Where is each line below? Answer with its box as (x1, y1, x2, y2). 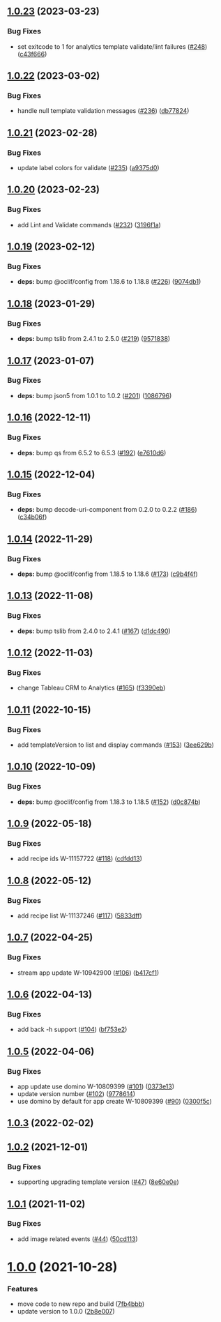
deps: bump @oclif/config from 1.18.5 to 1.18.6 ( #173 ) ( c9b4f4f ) (17, 570, 199, 578)
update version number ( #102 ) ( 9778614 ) (17, 1090, 136, 1098)
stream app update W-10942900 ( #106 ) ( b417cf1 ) (17, 968, 160, 977)
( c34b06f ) (17, 512, 47, 522)
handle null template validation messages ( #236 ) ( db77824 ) (17, 107, 190, 115)
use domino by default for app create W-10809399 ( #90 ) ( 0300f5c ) (17, 1097, 213, 1106)
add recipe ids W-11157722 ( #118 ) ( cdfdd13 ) (17, 854, 143, 863)
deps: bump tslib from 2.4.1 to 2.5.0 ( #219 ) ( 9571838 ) (17, 335, 171, 343)
